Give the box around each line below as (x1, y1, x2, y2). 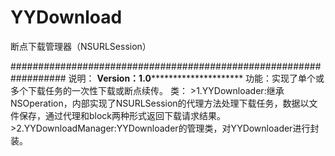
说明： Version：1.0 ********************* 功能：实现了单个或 (68, 72, 325, 84)
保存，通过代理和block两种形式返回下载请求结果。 (18, 109, 227, 121)
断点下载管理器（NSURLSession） (10, 40, 152, 52)
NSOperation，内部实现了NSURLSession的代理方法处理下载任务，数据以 (10, 97, 310, 109)
